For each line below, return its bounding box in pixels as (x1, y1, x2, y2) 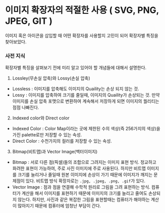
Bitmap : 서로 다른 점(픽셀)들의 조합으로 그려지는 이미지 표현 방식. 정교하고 (12, 159, 157, 165)
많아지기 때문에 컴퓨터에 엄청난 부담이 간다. (17, 203, 102, 209)
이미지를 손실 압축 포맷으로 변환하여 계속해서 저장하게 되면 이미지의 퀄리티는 (12, 98, 160, 105)
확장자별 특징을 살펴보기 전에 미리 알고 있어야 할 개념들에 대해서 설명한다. (5, 65, 147, 71)
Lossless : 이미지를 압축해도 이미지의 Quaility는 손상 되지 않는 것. (12, 86, 140, 92)
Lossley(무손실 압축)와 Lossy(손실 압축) (12, 75, 91, 81)
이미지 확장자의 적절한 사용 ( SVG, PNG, (5, 4, 160, 16)
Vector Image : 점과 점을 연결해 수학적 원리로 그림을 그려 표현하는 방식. (12, 184, 151, 190)
